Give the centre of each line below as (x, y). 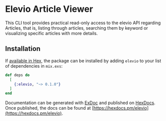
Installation (23, 49)
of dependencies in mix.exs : (34, 66)
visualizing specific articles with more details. (52, 33)
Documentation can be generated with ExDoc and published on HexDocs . (80, 103)
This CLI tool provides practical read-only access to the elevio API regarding (83, 23)
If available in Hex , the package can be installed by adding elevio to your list (83, 61)
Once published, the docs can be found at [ (50, 108)
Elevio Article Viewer (49, 9)
